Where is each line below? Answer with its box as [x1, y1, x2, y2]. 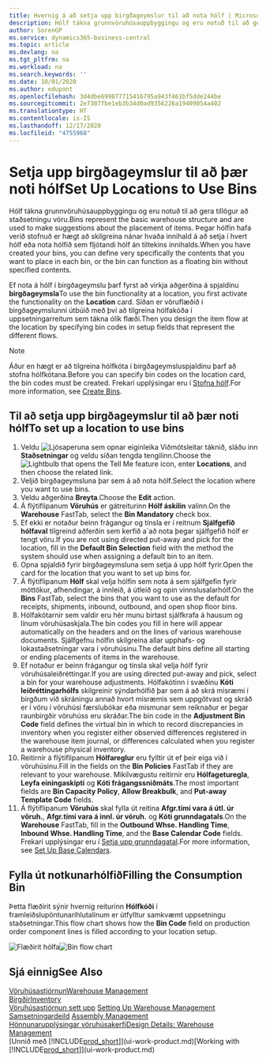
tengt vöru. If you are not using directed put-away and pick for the [20, 535, 234, 544]
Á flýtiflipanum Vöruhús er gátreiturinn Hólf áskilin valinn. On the [20, 501, 231, 510]
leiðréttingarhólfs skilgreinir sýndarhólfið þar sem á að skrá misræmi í [20, 686, 249, 695]
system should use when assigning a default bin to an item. [20, 552, 214, 561]
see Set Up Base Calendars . [20, 845, 112, 855]
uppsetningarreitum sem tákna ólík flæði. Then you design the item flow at [9, 314, 249, 323]
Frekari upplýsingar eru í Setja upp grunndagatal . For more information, [20, 837, 250, 846]
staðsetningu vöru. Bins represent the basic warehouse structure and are [9, 214, 245, 224]
